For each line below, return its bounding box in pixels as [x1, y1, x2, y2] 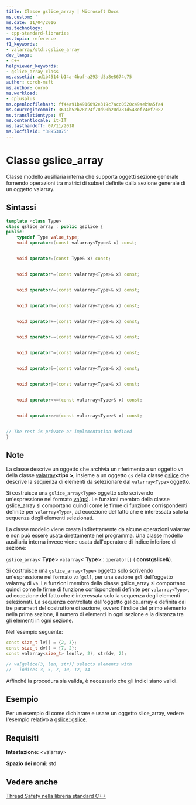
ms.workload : [6, 90, 38, 96]
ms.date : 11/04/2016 [6, 19, 57, 25]
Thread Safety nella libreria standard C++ [6, 793, 106, 799]
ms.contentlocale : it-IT [6, 118, 67, 124]
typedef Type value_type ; [16, 235, 80, 240]
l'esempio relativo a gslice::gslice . [6, 716, 88, 723]
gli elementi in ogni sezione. [6, 617, 74, 624]
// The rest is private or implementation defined [6, 429, 132, 434]
